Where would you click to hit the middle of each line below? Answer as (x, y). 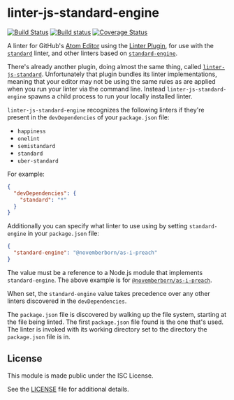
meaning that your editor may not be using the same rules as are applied (111, 81)
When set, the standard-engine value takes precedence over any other (109, 293)
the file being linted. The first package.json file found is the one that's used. (116, 322)
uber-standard (38, 161)
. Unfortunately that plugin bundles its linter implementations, (130, 74)
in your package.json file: (63, 234)
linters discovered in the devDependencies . (67, 301)
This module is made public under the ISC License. (80, 376)
